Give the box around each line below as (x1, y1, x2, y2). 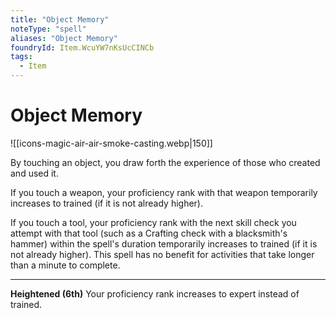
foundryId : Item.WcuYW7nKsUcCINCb (10, 42, 155, 53)
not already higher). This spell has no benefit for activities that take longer (10, 248, 315, 260)
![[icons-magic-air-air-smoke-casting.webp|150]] (10, 137, 213, 149)
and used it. (10, 167, 59, 179)
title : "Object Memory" (10, 14, 110, 25)
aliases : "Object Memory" (10, 33, 118, 43)
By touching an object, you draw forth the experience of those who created (10, 156, 321, 168)
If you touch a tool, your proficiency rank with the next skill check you (10, 216, 297, 228)
